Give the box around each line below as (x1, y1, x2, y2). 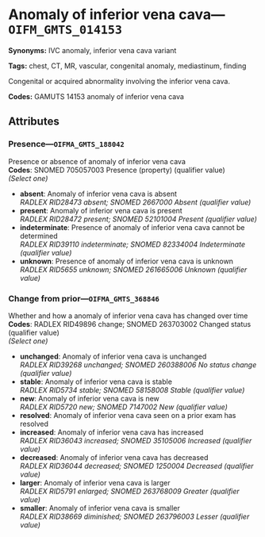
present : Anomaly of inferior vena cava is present (19, 205, 182, 215)
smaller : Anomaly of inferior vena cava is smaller (19, 503, 181, 512)
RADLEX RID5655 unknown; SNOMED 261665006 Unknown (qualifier (19, 264, 248, 274)
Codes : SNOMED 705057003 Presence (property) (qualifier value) (8, 165, 226, 175)
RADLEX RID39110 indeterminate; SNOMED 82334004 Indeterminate (19, 240, 246, 249)
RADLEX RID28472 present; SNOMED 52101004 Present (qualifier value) (19, 214, 258, 224)
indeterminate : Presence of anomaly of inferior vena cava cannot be (19, 222, 245, 232)
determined (19, 231, 58, 240)
